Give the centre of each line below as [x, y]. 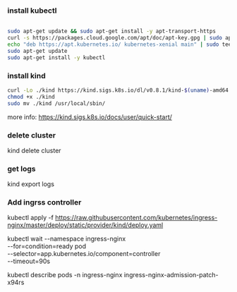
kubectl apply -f [31, 218]
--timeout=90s [29, 261]
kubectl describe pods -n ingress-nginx [65, 275]
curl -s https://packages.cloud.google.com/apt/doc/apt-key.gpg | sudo [115, 38]
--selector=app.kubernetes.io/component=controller [84, 254]
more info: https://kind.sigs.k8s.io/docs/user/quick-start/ [90, 117]
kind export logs [31, 184]
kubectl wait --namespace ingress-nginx [67, 239]
